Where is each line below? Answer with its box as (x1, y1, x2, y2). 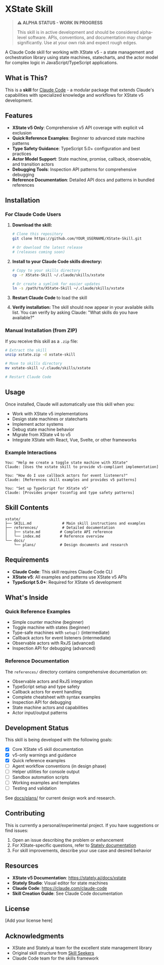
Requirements (5, 556, 49, 564)
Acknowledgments (5, 932, 65, 940)
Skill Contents (5, 503, 49, 512)
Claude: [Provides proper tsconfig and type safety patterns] (5, 490, 135, 496)
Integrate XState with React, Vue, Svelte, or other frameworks (12, 437, 137, 442)
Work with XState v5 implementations (12, 411, 88, 416)
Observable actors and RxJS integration (12, 678, 93, 684)
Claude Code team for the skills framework (12, 955, 99, 961)
